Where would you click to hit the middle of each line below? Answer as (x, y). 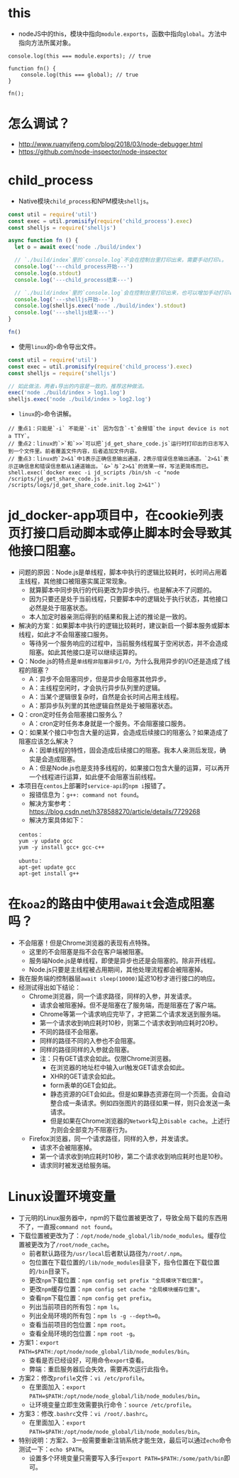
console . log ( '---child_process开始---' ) (74, 267)
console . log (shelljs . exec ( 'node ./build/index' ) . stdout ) (100, 306)
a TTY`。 (20, 436)
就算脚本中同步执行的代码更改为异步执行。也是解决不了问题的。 (122, 590)
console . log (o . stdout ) (48, 273)
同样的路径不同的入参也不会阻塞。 (89, 1041)
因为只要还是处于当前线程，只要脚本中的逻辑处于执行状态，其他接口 (128, 599)
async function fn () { (43, 241)
